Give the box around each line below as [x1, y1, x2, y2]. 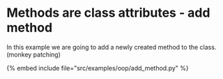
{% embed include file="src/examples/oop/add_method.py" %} [6, 64, 189, 72]
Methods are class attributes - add [6, 5, 210, 21]
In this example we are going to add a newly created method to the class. [6, 43, 217, 51]
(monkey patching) [6, 50, 61, 59]
